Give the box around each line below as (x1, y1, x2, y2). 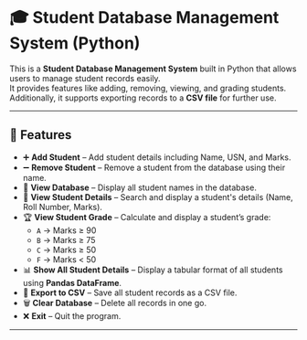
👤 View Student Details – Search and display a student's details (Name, (22, 191, 294, 202)
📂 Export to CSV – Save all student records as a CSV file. (22, 287, 238, 298)
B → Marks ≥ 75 (36, 234, 96, 245)
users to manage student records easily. (9, 72, 162, 83)
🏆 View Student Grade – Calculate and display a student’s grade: (22, 211, 271, 222)
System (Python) (9, 33, 141, 54)
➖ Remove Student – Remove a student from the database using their (22, 162, 286, 173)
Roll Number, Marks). (22, 201, 103, 212)
